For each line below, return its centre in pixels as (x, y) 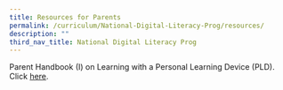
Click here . (29, 77)
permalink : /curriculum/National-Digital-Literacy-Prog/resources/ (137, 26)
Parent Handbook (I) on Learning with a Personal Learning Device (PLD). (142, 67)
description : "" (39, 34)
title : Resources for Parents (65, 17)
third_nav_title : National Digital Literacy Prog (103, 42)
